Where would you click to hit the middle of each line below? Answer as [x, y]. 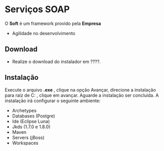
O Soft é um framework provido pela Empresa [53, 23]
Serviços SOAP [37, 9]
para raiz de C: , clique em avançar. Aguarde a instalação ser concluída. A [82, 95]
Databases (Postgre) [33, 116]
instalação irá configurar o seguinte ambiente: [53, 101]
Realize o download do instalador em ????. [56, 62]
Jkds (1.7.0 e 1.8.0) [31, 127]
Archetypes [24, 110]
